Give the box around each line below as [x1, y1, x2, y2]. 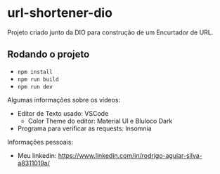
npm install [17, 68, 53, 75]
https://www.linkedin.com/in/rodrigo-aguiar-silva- [58, 151, 202, 159]
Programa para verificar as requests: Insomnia [17, 124, 153, 133]
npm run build [17, 76, 59, 83]
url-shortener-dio [7, 5, 112, 21]
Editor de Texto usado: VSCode [17, 109, 109, 117]
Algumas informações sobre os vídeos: [7, 95, 121, 104]
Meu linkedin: [17, 151, 57, 159]
